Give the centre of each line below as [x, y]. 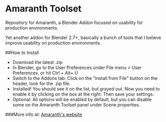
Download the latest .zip [37, 62]
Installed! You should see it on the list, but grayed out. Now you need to [86, 88]
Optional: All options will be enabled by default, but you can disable [82, 99]
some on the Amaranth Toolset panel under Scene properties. [76, 104]
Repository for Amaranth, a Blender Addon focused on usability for [74, 22]
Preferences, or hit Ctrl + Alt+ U [45, 72]
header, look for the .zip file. [42, 83]
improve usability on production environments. [53, 42]
